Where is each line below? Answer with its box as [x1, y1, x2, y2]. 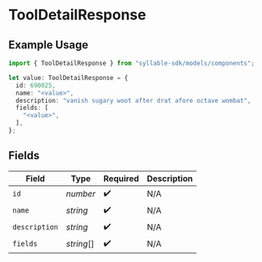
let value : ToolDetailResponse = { [8, 74, 129, 82]
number [65, 188, 96, 200]
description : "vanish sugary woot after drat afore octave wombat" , [15, 96, 251, 104]
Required [104, 172, 139, 184]
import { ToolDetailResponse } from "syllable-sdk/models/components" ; [8, 59, 255, 67]
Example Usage [8, 38, 89, 52]
